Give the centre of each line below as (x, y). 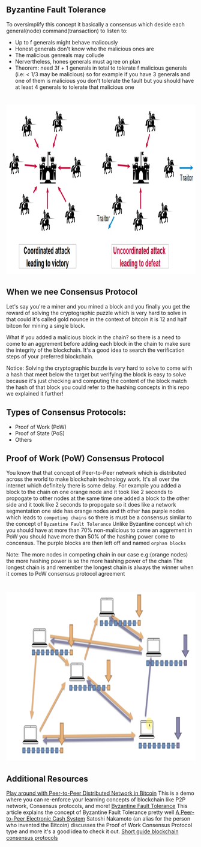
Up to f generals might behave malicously (66, 42)
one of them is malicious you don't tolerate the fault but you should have (104, 80)
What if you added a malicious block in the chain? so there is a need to (94, 337)
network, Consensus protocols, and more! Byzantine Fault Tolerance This (97, 806)
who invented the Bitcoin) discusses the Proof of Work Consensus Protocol (99, 825)
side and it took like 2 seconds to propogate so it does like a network (91, 505)
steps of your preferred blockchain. (50, 356)
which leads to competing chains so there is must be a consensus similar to (99, 517)
